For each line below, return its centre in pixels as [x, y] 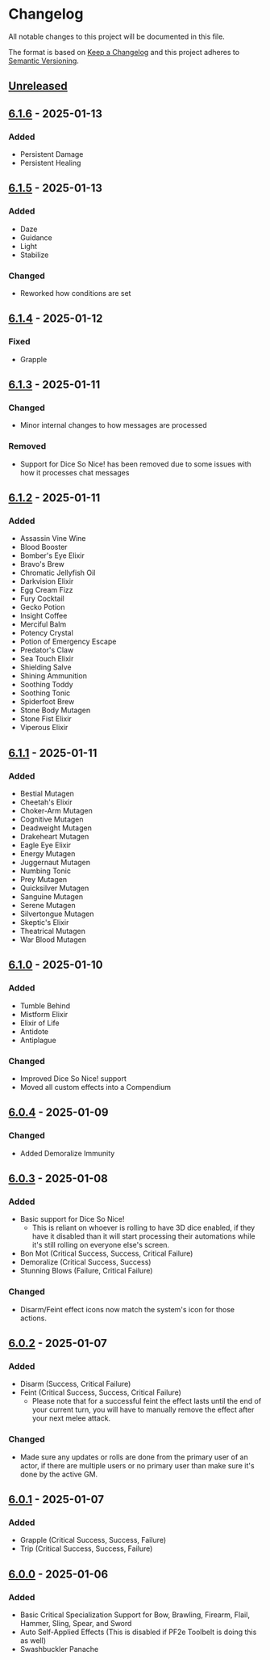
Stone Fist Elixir [46, 719]
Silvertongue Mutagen [57, 914]
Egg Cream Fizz [47, 590]
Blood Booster [44, 547]
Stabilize [34, 255]
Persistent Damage [52, 154]
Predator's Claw [47, 650]
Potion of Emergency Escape [68, 642]
